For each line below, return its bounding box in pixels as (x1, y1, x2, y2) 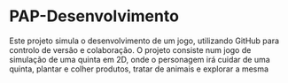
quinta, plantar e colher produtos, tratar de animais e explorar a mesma (9, 64, 269, 74)
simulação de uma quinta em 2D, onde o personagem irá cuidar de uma (9, 54, 270, 64)
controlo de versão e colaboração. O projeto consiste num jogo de (9, 44, 252, 55)
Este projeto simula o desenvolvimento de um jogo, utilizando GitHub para (9, 35, 280, 46)
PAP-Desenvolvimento (9, 6, 180, 26)
